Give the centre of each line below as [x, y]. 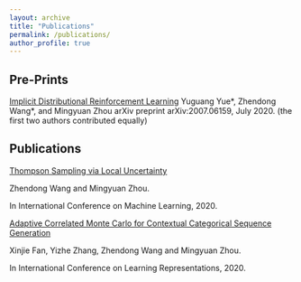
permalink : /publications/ [60, 34]
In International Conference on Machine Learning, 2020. [114, 205]
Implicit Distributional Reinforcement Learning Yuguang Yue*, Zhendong [143, 101]
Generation [30, 232]
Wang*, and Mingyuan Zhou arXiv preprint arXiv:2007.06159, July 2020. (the [151, 111]
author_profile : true [50, 43]
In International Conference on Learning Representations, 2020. [128, 268]
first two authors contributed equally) [78, 121]
